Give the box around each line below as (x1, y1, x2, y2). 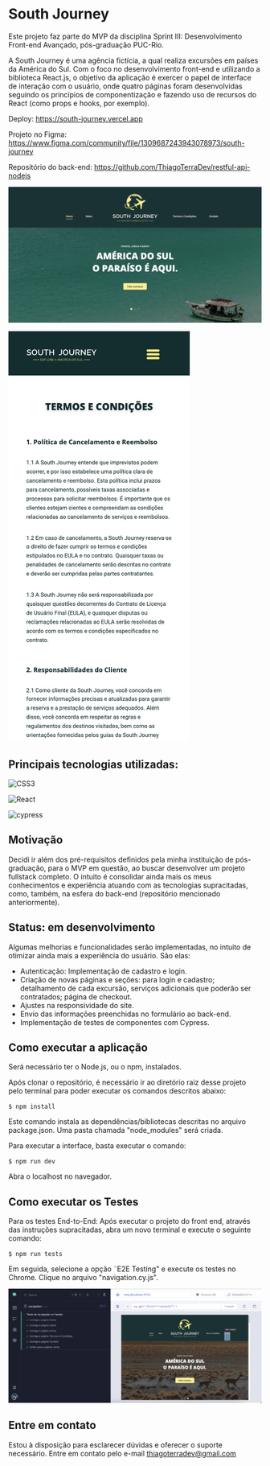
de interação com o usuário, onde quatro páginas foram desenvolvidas (8, 81, 243, 91)
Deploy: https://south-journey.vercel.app (8, 113, 143, 123)
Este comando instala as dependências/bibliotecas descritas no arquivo (8, 1117, 247, 1126)
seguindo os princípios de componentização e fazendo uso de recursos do (8, 89, 257, 99)
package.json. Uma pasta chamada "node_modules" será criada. (8, 1126, 223, 1135)
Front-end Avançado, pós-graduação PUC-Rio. (8, 39, 165, 49)
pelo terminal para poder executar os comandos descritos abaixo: (8, 1086, 227, 1096)
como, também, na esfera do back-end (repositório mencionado (8, 888, 221, 898)
